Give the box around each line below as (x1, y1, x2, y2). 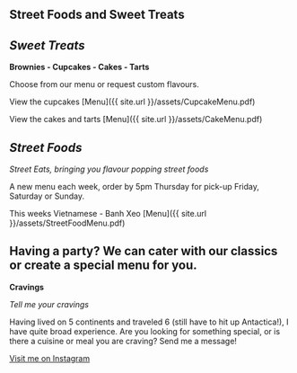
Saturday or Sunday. (9, 191, 85, 201)
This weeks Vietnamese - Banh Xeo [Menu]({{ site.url (9, 209, 207, 219)
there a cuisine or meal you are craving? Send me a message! (9, 335, 238, 346)
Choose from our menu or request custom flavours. (9, 79, 200, 90)
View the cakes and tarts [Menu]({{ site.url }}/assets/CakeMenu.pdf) (9, 114, 263, 125)
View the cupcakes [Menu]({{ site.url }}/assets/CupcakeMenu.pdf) (9, 96, 256, 107)
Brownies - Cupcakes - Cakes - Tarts (9, 62, 150, 73)
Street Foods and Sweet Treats (9, 7, 186, 22)
